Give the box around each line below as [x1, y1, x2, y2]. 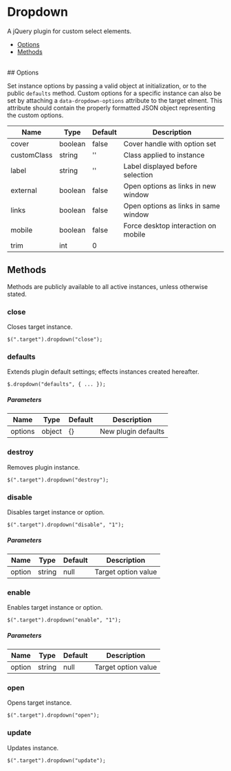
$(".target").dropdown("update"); [7, 757, 107, 764]
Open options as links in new [123, 181, 217, 190]
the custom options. [7, 111, 64, 119]
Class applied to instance [123, 150, 205, 159]
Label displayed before [123, 161, 198, 171]
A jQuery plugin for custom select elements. [7, 27, 132, 35]
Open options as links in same [123, 201, 221, 210]
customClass [10, 150, 53, 159]
